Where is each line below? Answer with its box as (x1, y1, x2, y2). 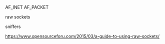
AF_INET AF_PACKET (5, 4, 49, 10)
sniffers (5, 23, 21, 29)
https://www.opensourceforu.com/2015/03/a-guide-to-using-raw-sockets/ (5, 33, 160, 39)
